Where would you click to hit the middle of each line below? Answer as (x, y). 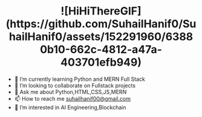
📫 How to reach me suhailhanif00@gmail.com (73, 98)
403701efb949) (101, 62)
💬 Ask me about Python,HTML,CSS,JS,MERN (70, 92)
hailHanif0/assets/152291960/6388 (101, 37)
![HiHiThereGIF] (101, 11)
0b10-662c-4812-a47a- (101, 50)
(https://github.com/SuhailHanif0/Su (101, 24)
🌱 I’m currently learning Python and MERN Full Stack (80, 79)
